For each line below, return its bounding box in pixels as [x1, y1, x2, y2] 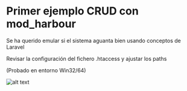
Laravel [6, 43, 25, 51]
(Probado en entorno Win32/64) [6, 66, 86, 74]
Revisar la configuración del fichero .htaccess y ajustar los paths [6, 55, 167, 62]
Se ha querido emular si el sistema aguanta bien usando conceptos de [6, 37, 181, 44]
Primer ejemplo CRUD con [6, 4, 139, 18]
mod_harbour [6, 17, 77, 31]
